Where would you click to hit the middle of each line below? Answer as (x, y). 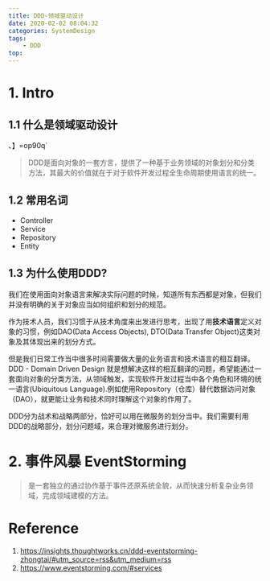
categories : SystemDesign (51, 31)
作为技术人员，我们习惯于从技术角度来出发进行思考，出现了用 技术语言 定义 (131, 321)
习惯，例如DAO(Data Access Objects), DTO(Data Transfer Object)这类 (138, 332)
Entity (30, 245)
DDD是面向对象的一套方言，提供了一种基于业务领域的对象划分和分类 (141, 163)
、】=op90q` (28, 145)
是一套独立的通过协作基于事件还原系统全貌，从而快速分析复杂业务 (137, 485)
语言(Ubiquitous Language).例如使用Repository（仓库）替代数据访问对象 (135, 389)
